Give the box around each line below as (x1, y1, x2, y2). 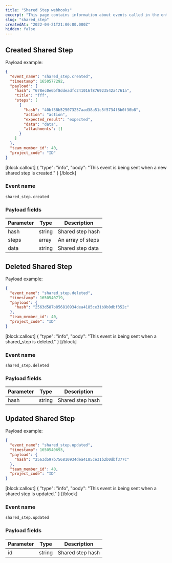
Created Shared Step (5, 46, 73, 54)
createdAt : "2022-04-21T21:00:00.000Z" (5, 22, 91, 27)
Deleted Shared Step (5, 262, 73, 271)
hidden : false (5, 27, 36, 32)
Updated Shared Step (5, 414, 75, 423)
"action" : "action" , (24, 112, 68, 117)
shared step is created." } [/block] (5, 170, 77, 176)
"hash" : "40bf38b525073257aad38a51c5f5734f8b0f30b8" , (24, 107, 141, 112)
